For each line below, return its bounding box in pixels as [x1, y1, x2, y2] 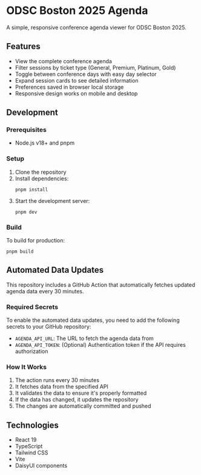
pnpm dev [15, 209, 38, 215]
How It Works [6, 363, 47, 371]
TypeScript [15, 443, 43, 450]
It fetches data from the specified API [15, 383, 109, 391]
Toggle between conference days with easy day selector [15, 70, 157, 78]
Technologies [6, 420, 59, 430]
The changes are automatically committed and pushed [15, 402, 151, 410]
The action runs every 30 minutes [15, 377, 100, 384]
